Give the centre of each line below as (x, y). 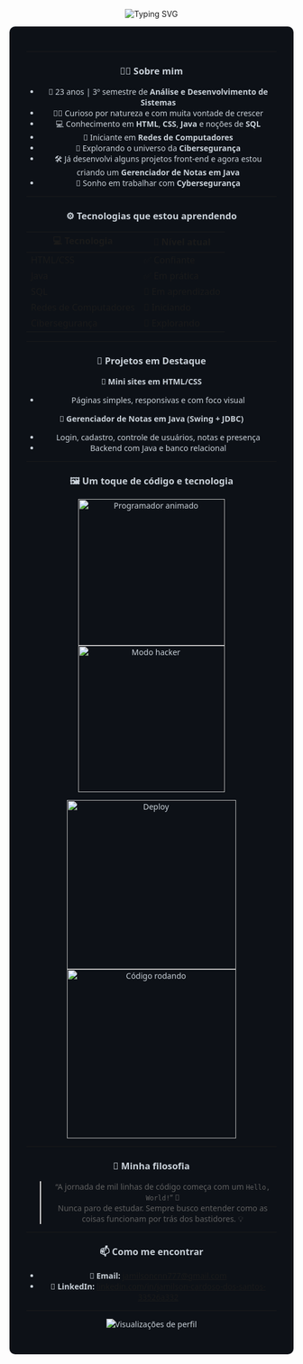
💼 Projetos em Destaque (151, 360)
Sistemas (158, 102)
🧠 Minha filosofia (151, 1166)
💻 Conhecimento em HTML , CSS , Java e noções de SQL (158, 124)
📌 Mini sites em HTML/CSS (151, 381)
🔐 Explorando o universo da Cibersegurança (158, 148)
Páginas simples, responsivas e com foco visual (158, 400)
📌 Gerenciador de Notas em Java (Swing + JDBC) (151, 418)
